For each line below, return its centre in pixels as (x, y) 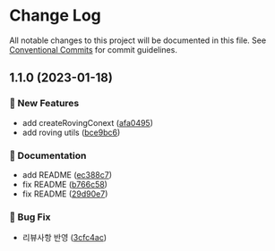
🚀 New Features (44, 104)
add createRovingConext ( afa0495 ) (88, 122)
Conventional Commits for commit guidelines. (93, 49)
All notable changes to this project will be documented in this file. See (138, 40)
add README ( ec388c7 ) (67, 174)
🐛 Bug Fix (30, 217)
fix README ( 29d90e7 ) (65, 194)
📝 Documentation (48, 155)
